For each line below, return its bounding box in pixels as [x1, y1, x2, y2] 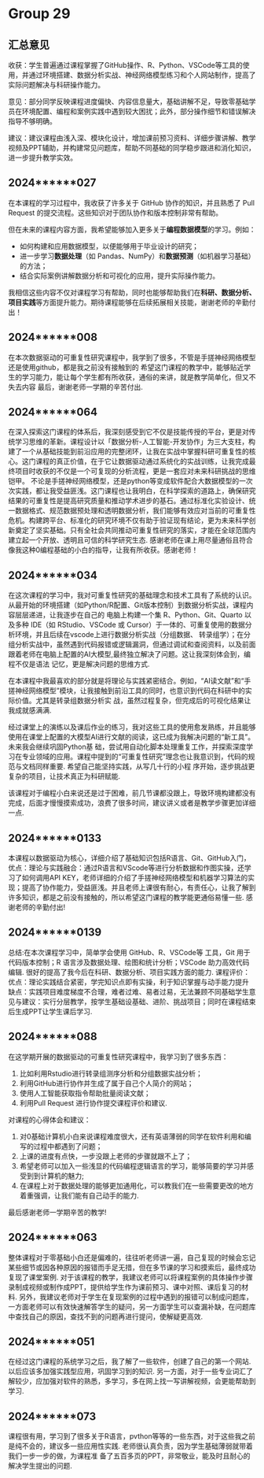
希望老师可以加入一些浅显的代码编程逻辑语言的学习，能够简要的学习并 [19, 1161, 247, 1170]
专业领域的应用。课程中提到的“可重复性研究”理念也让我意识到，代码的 [21, 752, 249, 761]
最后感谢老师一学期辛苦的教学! [8, 1207, 108, 1217]
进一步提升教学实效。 [8, 153, 77, 162]
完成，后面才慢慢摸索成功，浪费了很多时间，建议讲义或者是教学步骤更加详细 [8, 798, 256, 808]
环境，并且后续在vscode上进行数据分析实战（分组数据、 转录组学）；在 [14, 630, 244, 639]
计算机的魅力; [40, 1171, 85, 1180]
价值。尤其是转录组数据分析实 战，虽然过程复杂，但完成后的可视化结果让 [14, 696, 251, 706]
